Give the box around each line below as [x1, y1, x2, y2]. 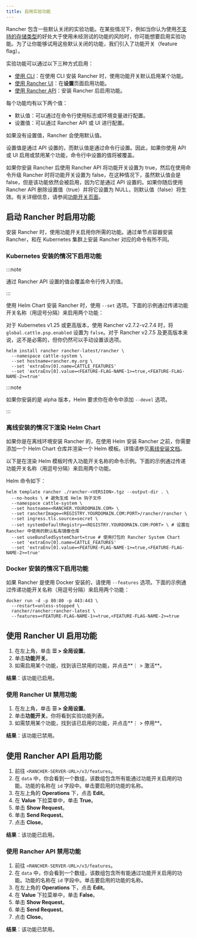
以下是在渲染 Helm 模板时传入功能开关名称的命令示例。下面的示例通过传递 [6, 458, 186, 465]
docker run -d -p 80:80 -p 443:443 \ [6, 598, 98, 604]
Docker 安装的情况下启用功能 [6, 564, 89, 572]
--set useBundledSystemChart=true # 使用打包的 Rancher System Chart [11, 535, 181, 541]
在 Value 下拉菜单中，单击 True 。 [14, 797, 97, 804]
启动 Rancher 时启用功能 [6, 212, 96, 222]
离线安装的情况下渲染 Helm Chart [6, 423, 101, 431]
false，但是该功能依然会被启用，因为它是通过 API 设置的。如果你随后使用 [6, 178, 184, 185]
